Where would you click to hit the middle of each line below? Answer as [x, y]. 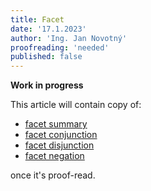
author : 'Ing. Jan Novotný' [69, 38]
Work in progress [47, 85]
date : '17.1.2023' [48, 29]
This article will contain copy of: [76, 105]
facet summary [56, 124]
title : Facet [37, 19]
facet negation [54, 156]
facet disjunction [59, 145]
